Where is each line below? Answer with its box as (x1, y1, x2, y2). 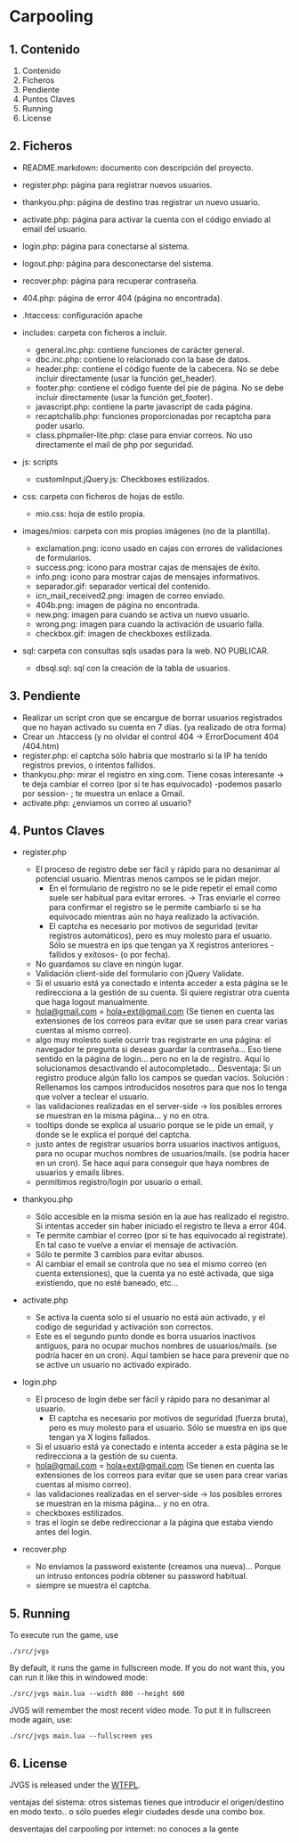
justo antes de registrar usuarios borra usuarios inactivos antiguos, (35, 1139, 281, 1149)
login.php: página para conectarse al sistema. (21, 241, 190, 251)
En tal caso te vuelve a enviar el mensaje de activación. (35, 1239, 238, 1250)
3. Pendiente (9, 688, 81, 703)
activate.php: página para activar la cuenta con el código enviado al (21, 214, 271, 225)
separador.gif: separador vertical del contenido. (35, 580, 211, 591)
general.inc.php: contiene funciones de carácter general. (35, 344, 245, 355)
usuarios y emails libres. (35, 1167, 125, 1178)
